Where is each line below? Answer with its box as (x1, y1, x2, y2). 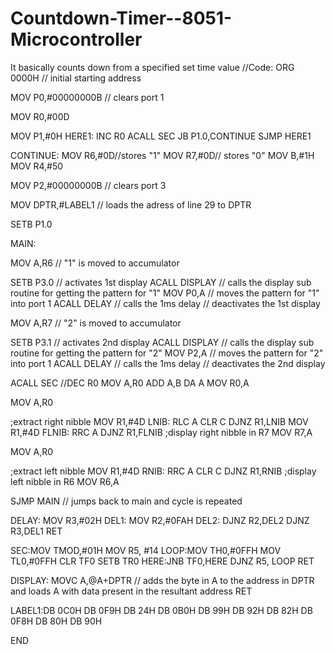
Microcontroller (10, 28, 143, 51)
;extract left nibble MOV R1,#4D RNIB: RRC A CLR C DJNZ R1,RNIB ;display (10, 465, 317, 477)
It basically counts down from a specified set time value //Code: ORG (10, 61, 295, 73)
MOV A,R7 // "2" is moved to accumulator (10, 317, 182, 329)
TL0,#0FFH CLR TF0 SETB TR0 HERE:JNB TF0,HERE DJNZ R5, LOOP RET (10, 555, 315, 567)
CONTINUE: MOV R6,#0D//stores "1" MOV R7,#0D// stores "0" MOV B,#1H (10, 149, 315, 161)
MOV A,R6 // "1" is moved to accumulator (10, 257, 180, 269)
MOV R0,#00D (10, 110, 70, 122)
